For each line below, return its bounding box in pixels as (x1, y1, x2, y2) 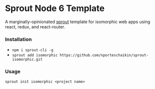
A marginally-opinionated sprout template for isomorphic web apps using (5, 19, 151, 25)
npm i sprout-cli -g (12, 48, 54, 53)
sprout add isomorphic (12, 53, 58, 58)
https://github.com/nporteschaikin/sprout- (59, 53, 149, 58)
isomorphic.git (12, 57, 43, 62)
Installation (5, 36, 32, 42)
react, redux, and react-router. (5, 24, 65, 29)
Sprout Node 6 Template (5, 3, 105, 14)
